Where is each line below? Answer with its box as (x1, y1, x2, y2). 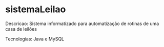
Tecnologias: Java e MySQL (5, 36, 65, 42)
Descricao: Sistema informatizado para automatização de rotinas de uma (5, 20, 159, 27)
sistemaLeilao (5, 4, 66, 15)
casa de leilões (5, 26, 37, 32)
